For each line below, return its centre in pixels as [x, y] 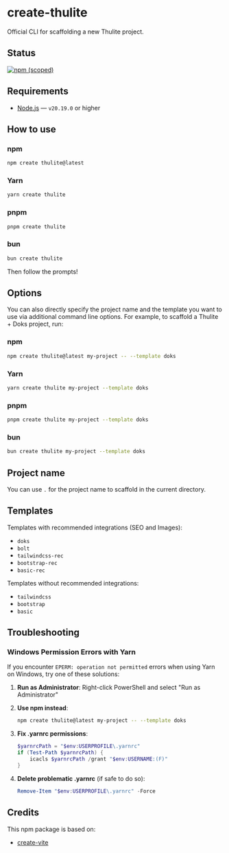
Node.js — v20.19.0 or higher [59, 108]
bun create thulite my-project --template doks [76, 452]
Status [22, 53]
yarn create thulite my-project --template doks [78, 388]
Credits [23, 813]
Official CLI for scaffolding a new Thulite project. [75, 32]
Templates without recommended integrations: [73, 583]
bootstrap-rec [37, 563]
